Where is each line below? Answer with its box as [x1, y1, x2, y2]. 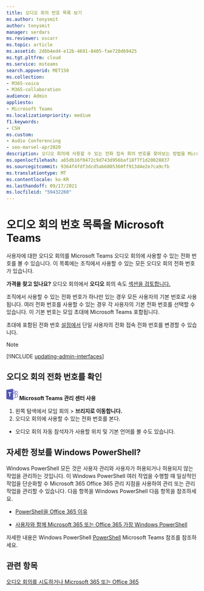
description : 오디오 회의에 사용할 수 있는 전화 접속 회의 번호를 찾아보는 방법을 [6, 151, 185, 157]
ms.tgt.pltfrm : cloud [6, 55, 61, 61]
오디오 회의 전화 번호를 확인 [6, 372, 102, 382]
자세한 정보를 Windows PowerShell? [6, 447, 141, 458]
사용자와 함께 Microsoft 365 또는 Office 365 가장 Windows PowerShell [15, 521, 188, 528]
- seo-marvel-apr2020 [6, 145, 61, 151]
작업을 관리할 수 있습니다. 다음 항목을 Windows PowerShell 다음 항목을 [6, 487, 175, 494]
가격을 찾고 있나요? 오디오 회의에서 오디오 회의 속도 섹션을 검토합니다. [6, 280, 171, 288]
